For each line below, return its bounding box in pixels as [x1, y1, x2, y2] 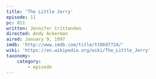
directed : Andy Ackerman [6, 31, 68, 37]
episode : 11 [6, 14, 36, 20]
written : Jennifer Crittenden [6, 25, 82, 31]
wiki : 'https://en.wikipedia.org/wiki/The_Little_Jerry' [6, 48, 151, 53]
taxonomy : [6, 53, 31, 59]
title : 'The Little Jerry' [6, 8, 74, 15]
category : [17, 58, 42, 64]
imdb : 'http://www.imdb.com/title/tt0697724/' [6, 42, 124, 48]
